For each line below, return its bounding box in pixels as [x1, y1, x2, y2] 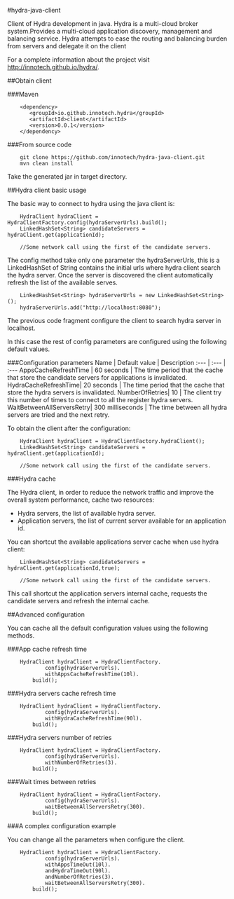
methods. [7, 631, 35, 640]
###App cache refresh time [7, 645, 88, 653]
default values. [7, 345, 50, 353]
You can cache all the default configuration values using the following [7, 624, 209, 632]
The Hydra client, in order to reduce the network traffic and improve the [7, 488, 214, 496]
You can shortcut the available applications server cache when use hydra [7, 537, 219, 546]
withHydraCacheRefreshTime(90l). [44, 715, 142, 722]
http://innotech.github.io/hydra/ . [7, 63, 99, 71]
